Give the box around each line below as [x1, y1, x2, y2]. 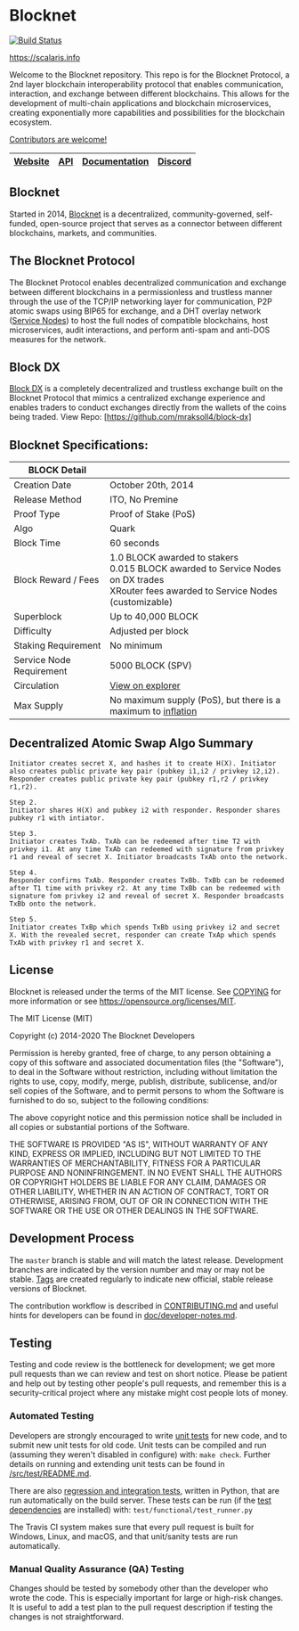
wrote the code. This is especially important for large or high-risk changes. [9, 1593, 284, 1603]
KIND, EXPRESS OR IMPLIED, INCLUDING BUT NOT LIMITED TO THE [9, 1148, 262, 1159]
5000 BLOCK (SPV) [109, 660, 193, 672]
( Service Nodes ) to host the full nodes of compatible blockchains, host [9, 315, 269, 325]
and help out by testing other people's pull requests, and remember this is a [9, 1378, 287, 1389]
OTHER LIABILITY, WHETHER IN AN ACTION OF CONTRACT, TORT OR [9, 1186, 269, 1197]
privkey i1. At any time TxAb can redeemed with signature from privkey [9, 845, 285, 854]
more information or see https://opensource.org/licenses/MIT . [9, 996, 237, 1006]
